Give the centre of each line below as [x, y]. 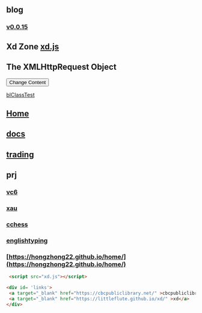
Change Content [28, 82]
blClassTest [20, 95]
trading [20, 154]
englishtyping [27, 240]
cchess [17, 224]
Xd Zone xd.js [32, 47]
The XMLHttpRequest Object [61, 67]
